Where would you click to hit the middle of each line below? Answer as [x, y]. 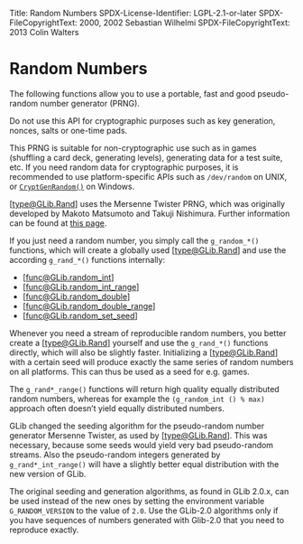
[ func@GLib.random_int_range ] [81, 286]
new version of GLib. [48, 474]
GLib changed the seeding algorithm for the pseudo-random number [137, 426]
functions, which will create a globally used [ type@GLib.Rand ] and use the [148, 250]
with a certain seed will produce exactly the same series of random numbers [151, 361]
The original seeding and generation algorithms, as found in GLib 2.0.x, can [149, 491]
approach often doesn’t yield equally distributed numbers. [117, 408]
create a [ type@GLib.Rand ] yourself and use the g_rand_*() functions [139, 342]
